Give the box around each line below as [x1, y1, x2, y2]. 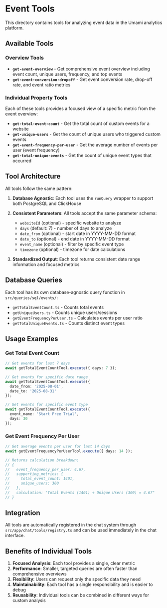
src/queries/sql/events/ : [5, 294, 58, 300]
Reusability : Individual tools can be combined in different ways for [12, 592, 150, 598]
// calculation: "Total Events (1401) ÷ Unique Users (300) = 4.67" [5, 490, 155, 495]
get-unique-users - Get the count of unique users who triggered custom [12, 131, 161, 137]
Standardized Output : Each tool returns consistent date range [12, 256, 141, 262]
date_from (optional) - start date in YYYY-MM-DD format [19, 230, 136, 236]
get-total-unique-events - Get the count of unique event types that [12, 152, 152, 158]
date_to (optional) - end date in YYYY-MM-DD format [19, 235, 130, 241]
